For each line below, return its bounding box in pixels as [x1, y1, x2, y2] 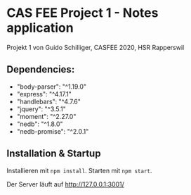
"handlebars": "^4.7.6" [16, 97, 81, 106]
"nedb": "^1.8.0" [16, 120, 64, 128]
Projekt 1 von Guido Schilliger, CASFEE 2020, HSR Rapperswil [6, 43, 185, 51]
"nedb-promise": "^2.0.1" [16, 127, 89, 135]
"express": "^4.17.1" [16, 89, 72, 98]
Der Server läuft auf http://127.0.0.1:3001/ [6, 180, 124, 188]
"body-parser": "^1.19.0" [16, 82, 87, 91]
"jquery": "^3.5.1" [16, 104, 66, 113]
